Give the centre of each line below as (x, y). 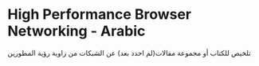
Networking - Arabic (77, 31)
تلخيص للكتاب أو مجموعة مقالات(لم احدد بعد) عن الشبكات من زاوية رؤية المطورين (129, 53)
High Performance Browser (100, 15)
